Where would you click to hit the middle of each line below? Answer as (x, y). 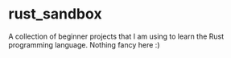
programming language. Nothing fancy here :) (84, 44)
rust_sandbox (55, 14)
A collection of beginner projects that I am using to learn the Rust (116, 36)
